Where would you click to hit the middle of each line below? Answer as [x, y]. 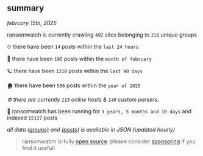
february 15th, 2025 [32, 23]
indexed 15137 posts [32, 118]
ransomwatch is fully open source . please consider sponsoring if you [109, 141]
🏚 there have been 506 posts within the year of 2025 [74, 85]
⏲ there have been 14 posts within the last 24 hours [73, 46]
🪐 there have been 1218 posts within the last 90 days [75, 71]
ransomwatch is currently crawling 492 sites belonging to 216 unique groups [102, 35]
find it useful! [38, 147]
